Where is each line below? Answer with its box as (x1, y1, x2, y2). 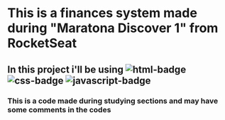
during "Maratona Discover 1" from (7, 20, 219, 36)
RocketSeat (7, 36, 77, 51)
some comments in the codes (7, 104, 111, 114)
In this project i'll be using (7, 63, 124, 75)
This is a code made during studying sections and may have (7, 96, 219, 106)
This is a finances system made (7, 5, 197, 21)
